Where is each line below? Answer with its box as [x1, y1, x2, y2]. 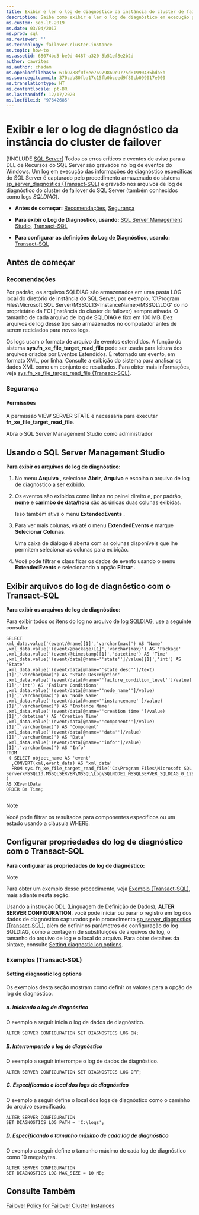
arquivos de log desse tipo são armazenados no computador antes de [6, 320, 177, 328]
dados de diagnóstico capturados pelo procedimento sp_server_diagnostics [6, 915, 191, 923]
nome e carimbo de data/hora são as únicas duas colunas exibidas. [14, 499, 182, 506]
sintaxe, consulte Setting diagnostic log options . [6, 940, 123, 948]
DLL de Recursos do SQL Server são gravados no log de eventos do [6, 161, 172, 168]
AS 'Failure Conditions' [37, 682, 99, 688]
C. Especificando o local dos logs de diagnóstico [6, 1081, 129, 1088]
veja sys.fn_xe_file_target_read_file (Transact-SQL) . [6, 370, 131, 377]
